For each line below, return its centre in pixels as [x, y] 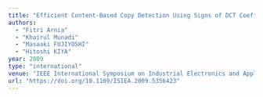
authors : [22, 23]
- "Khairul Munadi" [47, 37]
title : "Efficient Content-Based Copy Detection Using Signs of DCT [122, 15]
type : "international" [45, 66]
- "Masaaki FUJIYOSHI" [52, 45]
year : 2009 [26, 59]
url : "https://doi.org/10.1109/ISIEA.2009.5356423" [94, 81]
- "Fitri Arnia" [41, 30]
